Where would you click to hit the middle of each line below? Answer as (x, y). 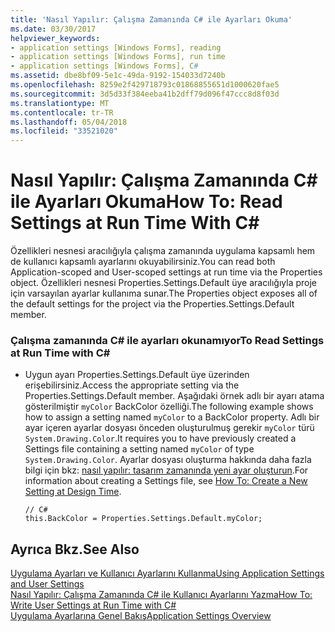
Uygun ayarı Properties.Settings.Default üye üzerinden (137, 375)
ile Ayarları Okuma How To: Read (146, 202)
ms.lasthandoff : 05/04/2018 (69, 122)
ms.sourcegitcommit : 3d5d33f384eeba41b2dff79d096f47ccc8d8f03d (145, 94)
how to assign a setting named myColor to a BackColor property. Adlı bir (172, 417)
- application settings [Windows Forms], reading (116, 47)
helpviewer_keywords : (55, 38)
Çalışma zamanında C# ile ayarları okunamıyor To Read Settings (167, 340)
